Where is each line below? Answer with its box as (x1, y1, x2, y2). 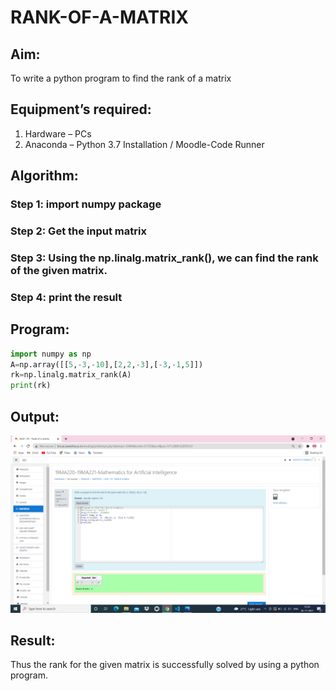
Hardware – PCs (24, 127, 92, 140)
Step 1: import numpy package (10, 197, 162, 211)
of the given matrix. (10, 263, 108, 277)
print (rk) (10, 381, 52, 391)
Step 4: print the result (10, 290, 123, 304)
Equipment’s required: (10, 101, 152, 118)
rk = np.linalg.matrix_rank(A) (10, 370, 132, 380)
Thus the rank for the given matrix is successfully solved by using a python (10, 659, 320, 671)
